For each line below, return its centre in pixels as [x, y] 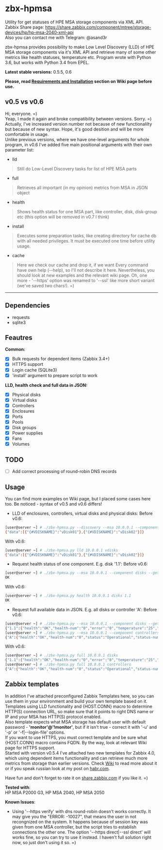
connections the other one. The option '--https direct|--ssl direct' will [81, 832]
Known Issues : [20, 802]
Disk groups [24, 427]
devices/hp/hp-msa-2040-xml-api [39, 32]
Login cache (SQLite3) [34, 370]
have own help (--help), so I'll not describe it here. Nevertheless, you [86, 270]
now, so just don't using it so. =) [44, 842]
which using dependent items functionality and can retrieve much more [76, 758]
